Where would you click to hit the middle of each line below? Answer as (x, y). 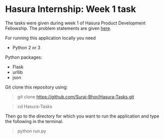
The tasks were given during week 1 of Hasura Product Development (75, 23)
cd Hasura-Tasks (35, 106)
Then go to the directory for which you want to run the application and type (82, 116)
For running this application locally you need (50, 38)
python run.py (32, 131)
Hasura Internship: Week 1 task (71, 9)
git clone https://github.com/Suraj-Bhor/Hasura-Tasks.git (76, 97)
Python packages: (24, 57)
